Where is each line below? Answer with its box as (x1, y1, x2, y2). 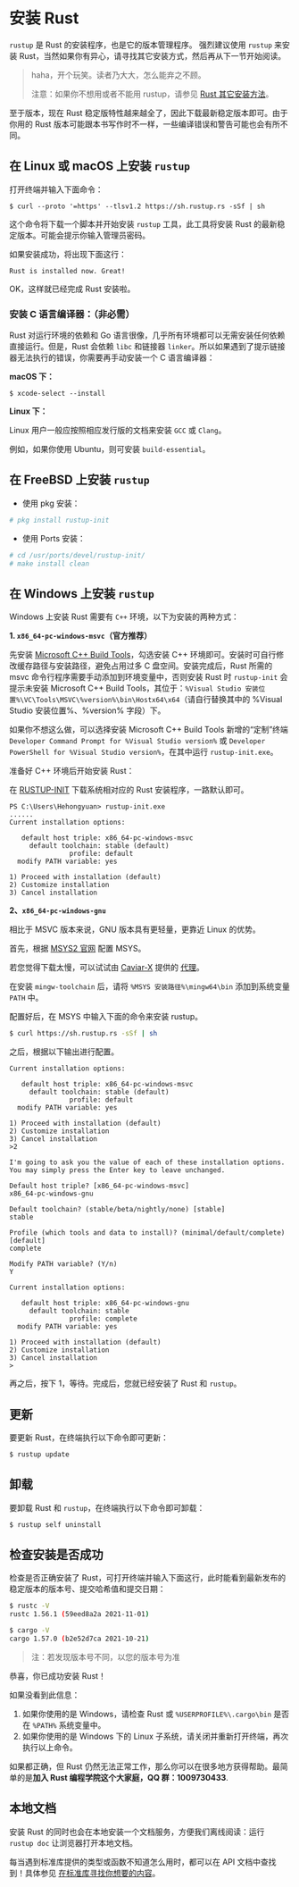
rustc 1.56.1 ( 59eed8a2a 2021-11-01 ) (9, 1610, 150, 1619)
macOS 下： (9, 372, 55, 382)
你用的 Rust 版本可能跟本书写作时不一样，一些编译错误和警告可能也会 (9, 118, 265, 130)
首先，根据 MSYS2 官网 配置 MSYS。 (9, 943, 146, 954)
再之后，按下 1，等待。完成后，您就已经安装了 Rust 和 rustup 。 (9, 1378, 242, 1389)
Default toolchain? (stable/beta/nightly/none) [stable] (9, 1205, 226, 1214)
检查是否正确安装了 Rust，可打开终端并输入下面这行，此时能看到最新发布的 (9, 1572, 287, 1583)
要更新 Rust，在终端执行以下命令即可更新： (9, 1431, 170, 1443)
